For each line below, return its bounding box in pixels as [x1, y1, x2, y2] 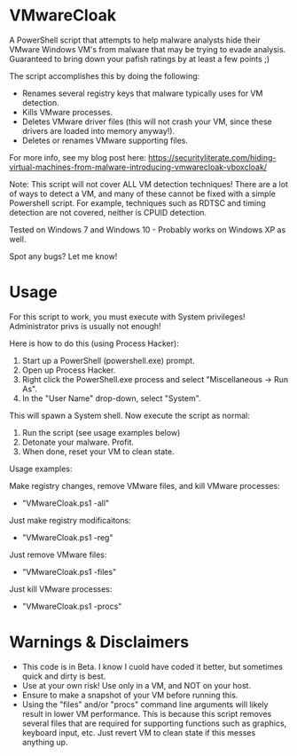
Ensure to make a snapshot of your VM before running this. [21, 689, 238, 700]
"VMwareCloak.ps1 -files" [21, 566, 117, 577]
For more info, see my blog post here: [9, 152, 146, 162]
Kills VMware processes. [21, 106, 113, 117]
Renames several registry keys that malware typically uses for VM [21, 88, 263, 98]
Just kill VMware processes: [9, 583, 113, 595]
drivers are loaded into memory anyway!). [21, 125, 176, 136]
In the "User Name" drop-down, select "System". [21, 392, 201, 404]
